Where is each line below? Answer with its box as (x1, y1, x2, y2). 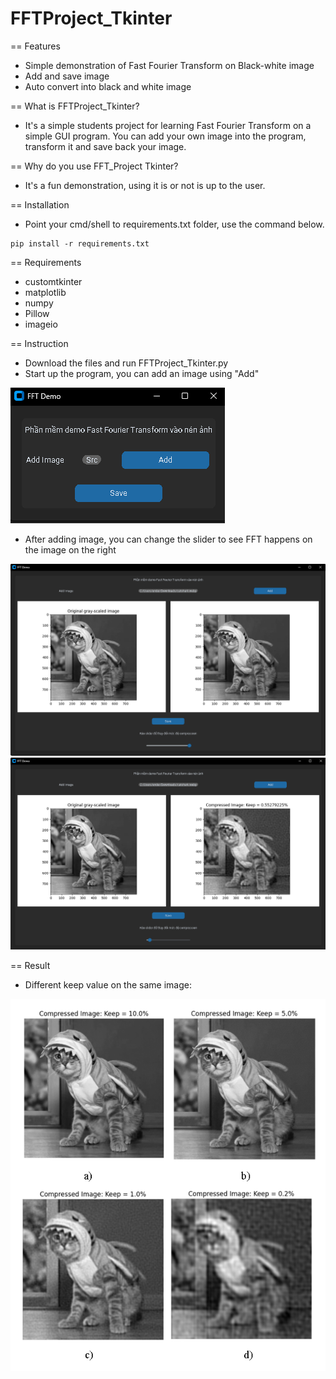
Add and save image (24, 70, 110, 82)
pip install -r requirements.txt (10, 238, 150, 249)
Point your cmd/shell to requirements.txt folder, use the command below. (24, 218, 325, 230)
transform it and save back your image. (24, 140, 187, 152)
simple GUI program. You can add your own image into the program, (24, 130, 307, 142)
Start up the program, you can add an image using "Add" (24, 367, 260, 379)
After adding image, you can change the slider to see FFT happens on (24, 533, 313, 545)
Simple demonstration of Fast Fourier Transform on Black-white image (24, 59, 315, 71)
